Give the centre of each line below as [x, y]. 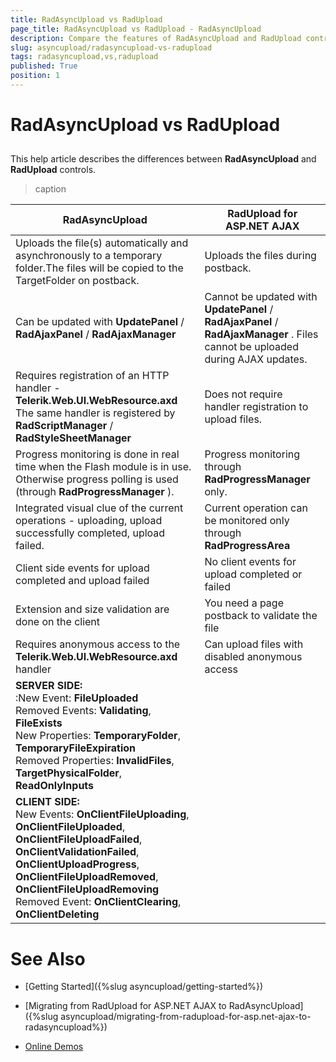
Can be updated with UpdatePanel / [100, 322]
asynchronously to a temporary [89, 256]
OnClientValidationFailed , [77, 852]
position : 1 [35, 76]
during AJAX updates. [256, 359]
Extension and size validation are [92, 609]
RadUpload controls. [53, 170]
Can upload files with [254, 644]
